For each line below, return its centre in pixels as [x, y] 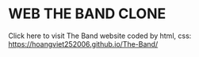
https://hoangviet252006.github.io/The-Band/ [83, 44]
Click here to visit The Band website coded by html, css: [100, 36]
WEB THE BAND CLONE [87, 14]
